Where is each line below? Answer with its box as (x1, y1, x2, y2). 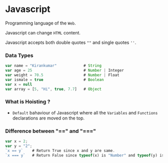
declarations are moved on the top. (12, 115, 85, 121)
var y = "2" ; (5, 143, 32, 148)
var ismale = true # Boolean (5, 77, 104, 82)
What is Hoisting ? (5, 98, 50, 105)
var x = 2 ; (5, 139, 28, 144)
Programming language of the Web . (5, 20, 76, 26)
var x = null (5, 81, 32, 87)
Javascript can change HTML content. (5, 29, 81, 35)
